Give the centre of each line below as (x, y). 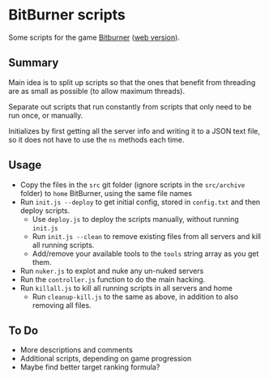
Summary (34, 63)
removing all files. (62, 305)
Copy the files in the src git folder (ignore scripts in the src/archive (132, 185)
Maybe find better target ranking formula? (90, 367)
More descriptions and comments (77, 350)
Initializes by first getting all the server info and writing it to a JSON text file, (134, 130)
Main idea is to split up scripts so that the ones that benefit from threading (132, 82)
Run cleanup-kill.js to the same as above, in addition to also (135, 297)
